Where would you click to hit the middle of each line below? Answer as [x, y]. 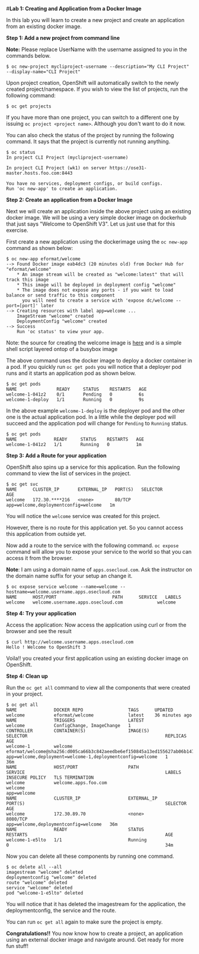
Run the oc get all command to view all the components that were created [98, 688]
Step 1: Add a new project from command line [63, 38]
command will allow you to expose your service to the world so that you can [99, 552]
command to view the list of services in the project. [69, 473]
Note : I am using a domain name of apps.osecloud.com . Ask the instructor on [99, 569]
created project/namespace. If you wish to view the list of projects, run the [97, 89]
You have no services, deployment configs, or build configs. [84, 184]
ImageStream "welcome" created [55, 316]
